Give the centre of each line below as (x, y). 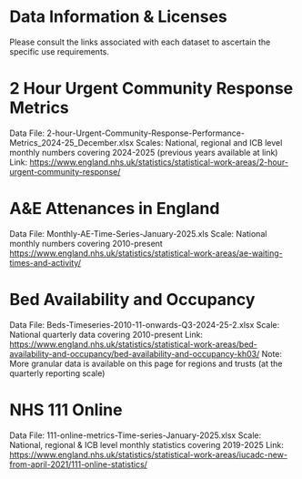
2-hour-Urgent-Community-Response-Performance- (146, 133)
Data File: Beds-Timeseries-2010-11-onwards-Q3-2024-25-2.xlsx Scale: (145, 324)
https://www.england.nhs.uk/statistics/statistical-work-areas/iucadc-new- (149, 454)
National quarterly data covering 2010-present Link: (106, 334)
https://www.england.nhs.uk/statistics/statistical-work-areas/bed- (133, 344)
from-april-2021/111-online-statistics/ (79, 464)
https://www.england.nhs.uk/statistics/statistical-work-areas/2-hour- (159, 162)
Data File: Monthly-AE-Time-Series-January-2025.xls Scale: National (138, 233)
